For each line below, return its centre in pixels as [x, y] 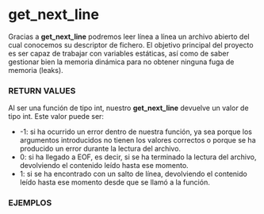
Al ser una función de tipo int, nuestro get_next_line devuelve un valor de [128, 108]
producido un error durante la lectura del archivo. [100, 149]
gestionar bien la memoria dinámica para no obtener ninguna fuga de [121, 62]
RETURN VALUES [42, 90]
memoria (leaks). [36, 70]
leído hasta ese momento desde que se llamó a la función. [115, 182]
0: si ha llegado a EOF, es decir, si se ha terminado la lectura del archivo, [138, 157]
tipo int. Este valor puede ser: [56, 117]
